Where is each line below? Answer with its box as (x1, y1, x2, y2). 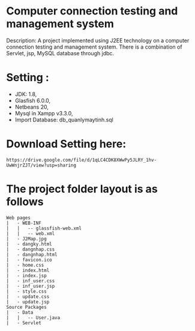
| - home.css (6, 262, 44, 268)
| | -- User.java (6, 314, 61, 321)
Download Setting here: (6, 137, 127, 151)
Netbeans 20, (14, 103, 49, 111)
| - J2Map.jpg (6, 235, 47, 241)
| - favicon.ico (6, 257, 52, 263)
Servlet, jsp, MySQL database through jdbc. (6, 49, 115, 56)
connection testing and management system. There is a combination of (6, 43, 182, 50)
